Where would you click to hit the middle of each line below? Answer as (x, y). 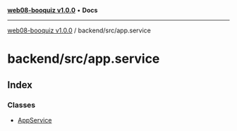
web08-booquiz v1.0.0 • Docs (53, 10)
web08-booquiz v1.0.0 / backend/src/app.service (79, 30)
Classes (22, 105)
